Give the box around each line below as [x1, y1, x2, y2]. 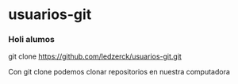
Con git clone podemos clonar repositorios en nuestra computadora [8, 67, 230, 77]
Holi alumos [8, 34, 56, 45]
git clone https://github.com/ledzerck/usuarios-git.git [8, 52, 182, 61]
